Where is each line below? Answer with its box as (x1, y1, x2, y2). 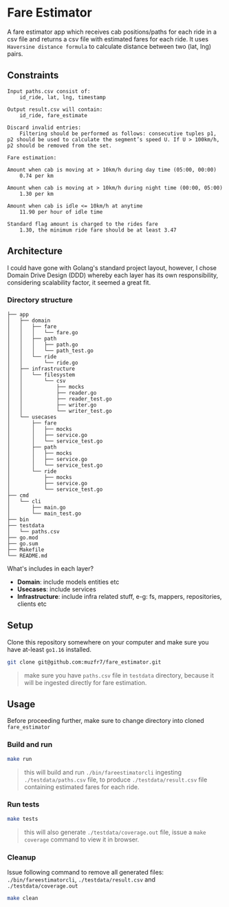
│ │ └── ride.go (7, 359, 78, 366)
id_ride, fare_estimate (19, 112, 88, 119)
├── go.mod (7, 534, 39, 541)
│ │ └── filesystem (7, 371, 76, 378)
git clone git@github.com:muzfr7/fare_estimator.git (7, 658, 162, 666)
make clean (7, 895, 39, 901)
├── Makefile (7, 546, 45, 553)
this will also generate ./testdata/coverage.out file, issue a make (23, 828, 206, 836)
